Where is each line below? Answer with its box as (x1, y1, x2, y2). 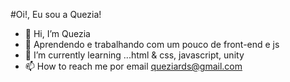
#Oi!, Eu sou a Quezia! (10, 9, 102, 20)
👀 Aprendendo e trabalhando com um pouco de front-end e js (24, 39, 280, 50)
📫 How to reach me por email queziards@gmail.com (24, 60, 243, 72)
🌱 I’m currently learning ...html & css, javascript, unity (24, 49, 245, 61)
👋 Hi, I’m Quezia (24, 28, 91, 39)
